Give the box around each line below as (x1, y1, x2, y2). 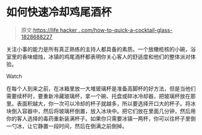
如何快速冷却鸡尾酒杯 (6, 5, 112, 19)
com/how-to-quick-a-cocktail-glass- (81, 26, 173, 34)
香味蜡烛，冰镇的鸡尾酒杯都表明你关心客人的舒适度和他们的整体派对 (22, 53, 191, 60)
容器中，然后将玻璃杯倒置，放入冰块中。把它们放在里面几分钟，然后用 (22, 107, 196, 115)
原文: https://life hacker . (20, 26, 80, 34)
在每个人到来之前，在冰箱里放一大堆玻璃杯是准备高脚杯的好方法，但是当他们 (6, 85, 196, 92)
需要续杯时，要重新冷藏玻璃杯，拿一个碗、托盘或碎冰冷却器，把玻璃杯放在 (6, 92, 191, 100)
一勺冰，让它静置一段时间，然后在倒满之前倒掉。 (6, 122, 127, 130)
